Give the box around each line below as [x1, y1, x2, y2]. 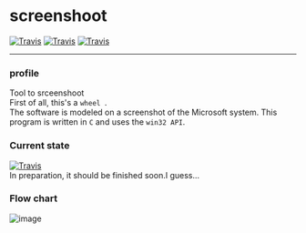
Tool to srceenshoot [9, 87, 85, 98]
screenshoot [9, 5, 107, 26]
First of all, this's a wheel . [9, 97, 107, 108]
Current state [9, 139, 70, 152]
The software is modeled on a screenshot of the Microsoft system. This [9, 106, 278, 118]
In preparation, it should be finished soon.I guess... [9, 169, 200, 180]
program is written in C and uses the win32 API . [9, 116, 186, 127]
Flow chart [9, 192, 57, 205]
